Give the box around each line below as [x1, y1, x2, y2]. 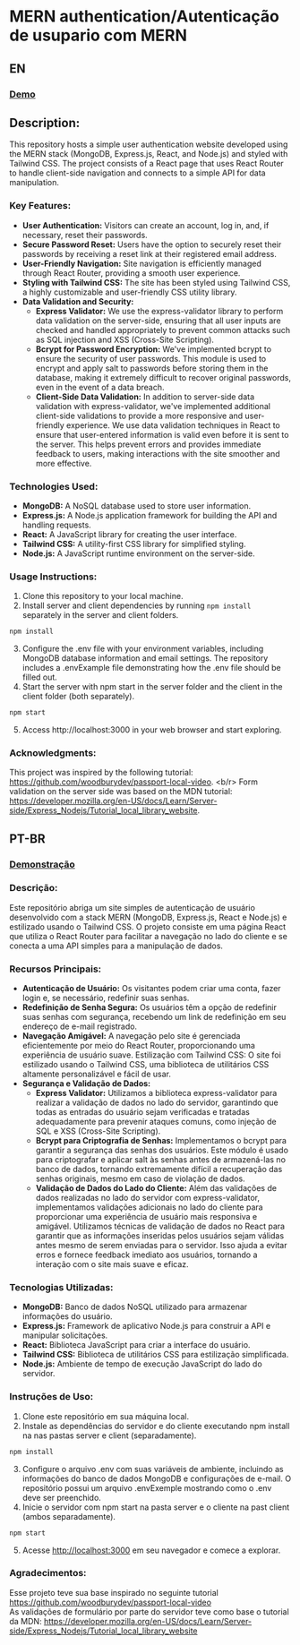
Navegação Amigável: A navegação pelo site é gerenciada [21, 1031, 241, 1041]
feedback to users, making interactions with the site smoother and [35, 448, 280, 458]
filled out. [21, 672, 58, 682]
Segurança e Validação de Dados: [21, 1078, 151, 1089]
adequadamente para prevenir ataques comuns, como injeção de [35, 1117, 277, 1127]
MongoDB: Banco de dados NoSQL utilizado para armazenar [21, 1301, 248, 1313]
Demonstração [9, 858, 76, 870]
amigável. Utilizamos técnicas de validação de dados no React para [35, 1221, 285, 1232]
